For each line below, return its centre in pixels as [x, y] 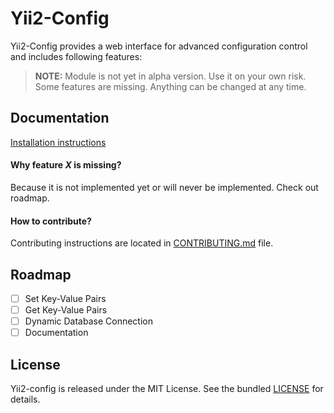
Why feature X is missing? [66, 165]
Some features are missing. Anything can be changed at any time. [170, 86]
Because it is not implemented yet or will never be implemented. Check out [164, 187]
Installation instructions [58, 142]
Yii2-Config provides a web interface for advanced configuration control [159, 46]
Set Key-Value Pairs [65, 298]
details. [25, 399]
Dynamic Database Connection [88, 321]
